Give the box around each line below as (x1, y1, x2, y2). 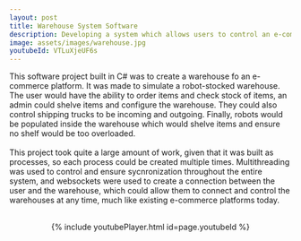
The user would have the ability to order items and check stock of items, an (9, 90, 288, 101)
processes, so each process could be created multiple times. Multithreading (9, 157, 290, 168)
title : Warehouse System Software (9, 22, 139, 30)
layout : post (9, 13, 58, 22)
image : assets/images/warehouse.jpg (9, 38, 146, 47)
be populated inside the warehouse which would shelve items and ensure (9, 118, 280, 130)
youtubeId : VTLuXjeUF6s (9, 47, 99, 56)
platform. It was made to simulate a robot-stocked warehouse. (50, 81, 280, 91)
